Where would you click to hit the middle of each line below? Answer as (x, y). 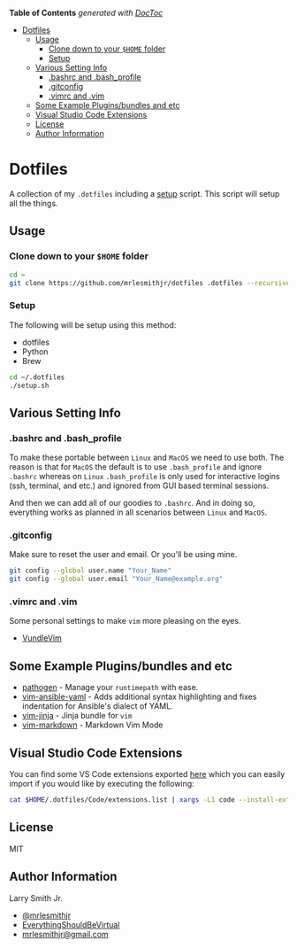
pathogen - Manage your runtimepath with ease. (110, 688)
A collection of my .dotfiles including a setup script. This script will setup (145, 193)
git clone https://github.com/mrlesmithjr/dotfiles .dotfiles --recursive (150, 283)
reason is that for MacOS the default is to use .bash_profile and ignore (136, 467)
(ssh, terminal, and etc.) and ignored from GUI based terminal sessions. (139, 486)
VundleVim (42, 638)
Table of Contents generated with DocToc (86, 13)
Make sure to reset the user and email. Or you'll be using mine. (123, 555)
